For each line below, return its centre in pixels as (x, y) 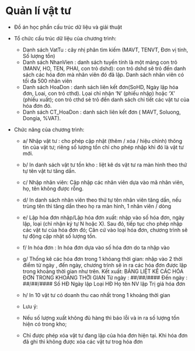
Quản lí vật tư (38, 11)
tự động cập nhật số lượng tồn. (60, 236)
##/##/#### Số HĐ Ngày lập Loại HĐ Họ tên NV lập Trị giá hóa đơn (104, 284)
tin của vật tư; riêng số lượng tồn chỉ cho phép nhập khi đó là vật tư (103, 147)
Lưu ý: (30, 306)
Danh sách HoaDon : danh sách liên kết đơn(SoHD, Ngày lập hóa (100, 87)
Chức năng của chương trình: (49, 130)
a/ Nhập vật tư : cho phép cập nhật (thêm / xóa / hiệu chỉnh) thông (102, 141)
